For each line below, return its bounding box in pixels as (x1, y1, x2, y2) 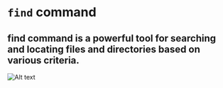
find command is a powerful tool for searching (7, 32, 217, 44)
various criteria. (7, 54, 80, 66)
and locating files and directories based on (7, 43, 200, 55)
